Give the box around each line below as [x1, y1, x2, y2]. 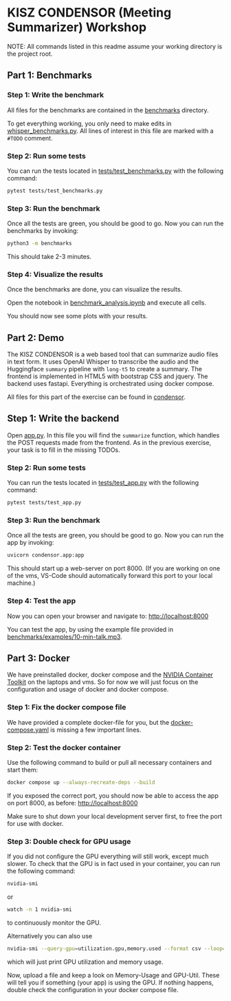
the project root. [7, 50, 53, 58]
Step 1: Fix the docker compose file [7, 703, 126, 712]
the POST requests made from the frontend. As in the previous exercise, [7, 438, 212, 446]
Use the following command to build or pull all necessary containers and [7, 758, 212, 766]
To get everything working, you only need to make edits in [7, 119, 172, 127]
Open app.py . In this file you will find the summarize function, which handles [7, 431, 220, 439]
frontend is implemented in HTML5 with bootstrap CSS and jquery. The [7, 372, 208, 380]
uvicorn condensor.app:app [7, 552, 85, 559]
